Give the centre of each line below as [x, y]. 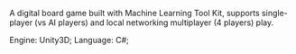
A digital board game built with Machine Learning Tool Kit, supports [134, 13]
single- [274, 13]
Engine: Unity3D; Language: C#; [69, 40]
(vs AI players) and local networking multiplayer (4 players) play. [154, 22]
